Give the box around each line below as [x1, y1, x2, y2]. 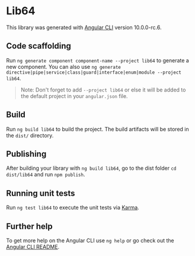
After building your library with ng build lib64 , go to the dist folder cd [6, 165, 177, 172]
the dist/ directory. [6, 132, 54, 139]
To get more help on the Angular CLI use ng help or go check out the [6, 237, 174, 244]
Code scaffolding [6, 41, 71, 51]
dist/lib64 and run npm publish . [6, 171, 85, 178]
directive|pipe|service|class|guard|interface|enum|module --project [6, 69, 182, 75]
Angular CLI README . [6, 244, 60, 250]
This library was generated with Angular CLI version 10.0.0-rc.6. [6, 24, 162, 31]
